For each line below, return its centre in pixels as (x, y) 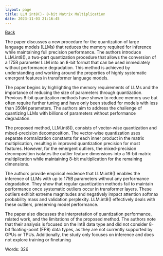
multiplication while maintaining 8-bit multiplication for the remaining (74, 159)
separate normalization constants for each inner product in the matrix (75, 138)
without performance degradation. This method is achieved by (68, 68)
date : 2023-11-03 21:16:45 (32, 18)
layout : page (18, 9)
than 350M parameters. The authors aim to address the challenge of (73, 108)
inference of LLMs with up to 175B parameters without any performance (77, 179)
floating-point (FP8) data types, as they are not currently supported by (82, 230)
